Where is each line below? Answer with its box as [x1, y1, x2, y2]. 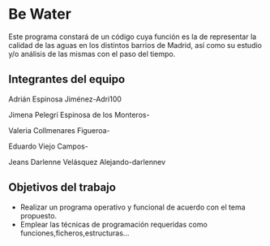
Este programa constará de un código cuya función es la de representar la [8, 32, 257, 41]
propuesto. [19, 210, 58, 220]
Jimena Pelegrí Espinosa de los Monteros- [8, 110, 150, 119]
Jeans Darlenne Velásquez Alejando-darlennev [8, 157, 166, 166]
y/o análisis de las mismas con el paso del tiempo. [8, 49, 176, 58]
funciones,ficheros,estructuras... [19, 228, 130, 238]
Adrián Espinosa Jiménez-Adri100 [8, 94, 122, 104]
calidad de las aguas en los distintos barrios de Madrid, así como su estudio [8, 40, 262, 50]
